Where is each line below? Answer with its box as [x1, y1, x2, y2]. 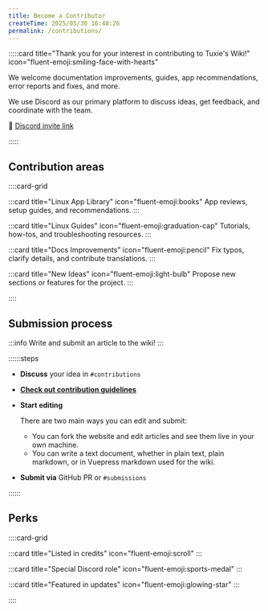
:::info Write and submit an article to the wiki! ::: [8, 338, 164, 347]
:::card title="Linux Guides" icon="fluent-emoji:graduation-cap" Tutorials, [8, 221, 251, 231]
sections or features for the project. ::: [8, 278, 134, 288]
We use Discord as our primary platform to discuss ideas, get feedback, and [8, 97, 261, 107]
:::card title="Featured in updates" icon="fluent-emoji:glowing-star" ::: [8, 580, 240, 589]
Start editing [19, 400, 63, 410]
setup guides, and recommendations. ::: [8, 206, 140, 215]
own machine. [31, 440, 79, 449]
